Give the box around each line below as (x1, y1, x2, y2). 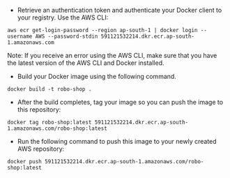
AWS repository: (17, 144, 65, 153)
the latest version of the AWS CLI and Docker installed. (7, 59, 165, 67)
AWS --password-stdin (35, 33, 98, 40)
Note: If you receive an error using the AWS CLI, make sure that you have (7, 52, 217, 59)
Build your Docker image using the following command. (17, 73, 176, 80)
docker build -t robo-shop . (7, 86, 92, 93)
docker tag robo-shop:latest (7, 119, 92, 126)
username (7, 33, 33, 40)
